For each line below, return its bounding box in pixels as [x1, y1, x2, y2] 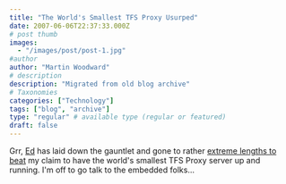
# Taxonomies [9, 88, 58, 96]
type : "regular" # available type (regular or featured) [9, 113, 227, 121]
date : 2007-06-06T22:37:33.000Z [9, 21, 130, 30]
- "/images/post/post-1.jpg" [17, 46, 126, 55]
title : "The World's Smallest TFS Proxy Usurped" [9, 13, 199, 22]
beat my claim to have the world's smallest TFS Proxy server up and [9, 155, 261, 165]
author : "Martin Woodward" [9, 63, 110, 72]
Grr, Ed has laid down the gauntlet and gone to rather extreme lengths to [9, 146, 277, 156]
